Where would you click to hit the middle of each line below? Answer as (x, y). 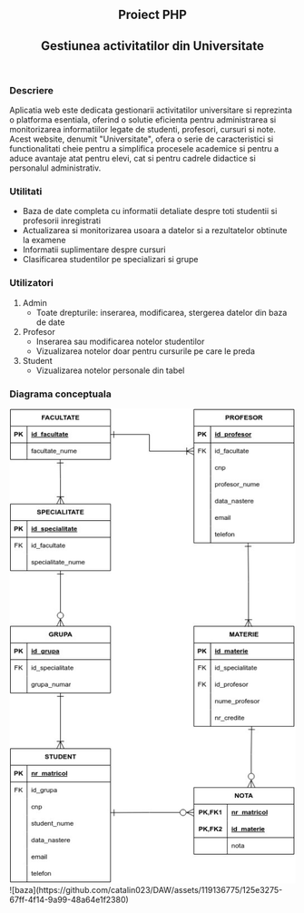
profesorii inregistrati (62, 221)
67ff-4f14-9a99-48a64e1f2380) (69, 900)
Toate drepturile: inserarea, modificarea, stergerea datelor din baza (162, 312)
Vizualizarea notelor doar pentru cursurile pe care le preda (146, 351)
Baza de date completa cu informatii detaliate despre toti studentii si (150, 211)
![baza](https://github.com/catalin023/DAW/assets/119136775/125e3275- (146, 890)
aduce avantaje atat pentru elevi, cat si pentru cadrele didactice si (132, 159)
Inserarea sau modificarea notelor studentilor (120, 341)
